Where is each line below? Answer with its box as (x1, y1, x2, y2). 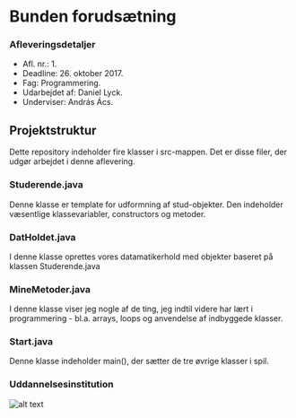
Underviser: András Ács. (22, 97, 114, 108)
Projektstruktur (9, 123, 97, 138)
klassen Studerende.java (9, 260, 100, 271)
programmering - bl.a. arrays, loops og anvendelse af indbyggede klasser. (9, 313, 283, 324)
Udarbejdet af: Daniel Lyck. (22, 87, 123, 98)
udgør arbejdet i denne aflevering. (9, 156, 136, 167)
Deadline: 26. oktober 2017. (22, 68, 124, 79)
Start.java (9, 335, 54, 348)
